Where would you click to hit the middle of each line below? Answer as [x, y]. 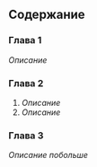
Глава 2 [26, 83]
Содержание [47, 15]
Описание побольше [48, 155]
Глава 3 [26, 136]
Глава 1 [25, 40]
